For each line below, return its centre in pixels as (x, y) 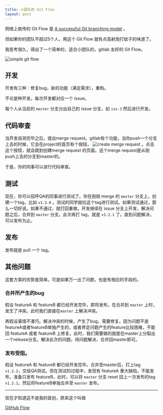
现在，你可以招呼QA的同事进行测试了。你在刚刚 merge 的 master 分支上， (79, 196)
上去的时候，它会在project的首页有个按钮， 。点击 (80, 144)
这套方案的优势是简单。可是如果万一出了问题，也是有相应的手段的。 (73, 279)
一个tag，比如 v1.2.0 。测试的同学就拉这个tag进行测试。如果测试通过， (81, 202)
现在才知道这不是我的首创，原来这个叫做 (45, 398)
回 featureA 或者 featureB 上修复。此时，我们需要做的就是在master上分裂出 (80, 333)
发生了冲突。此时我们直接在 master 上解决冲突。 (53, 311)
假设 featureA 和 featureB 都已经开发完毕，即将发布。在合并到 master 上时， (81, 305)
